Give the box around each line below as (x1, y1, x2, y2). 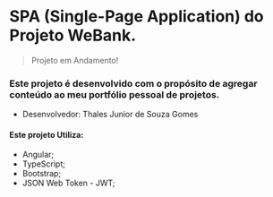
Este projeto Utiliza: (9, 129, 84, 140)
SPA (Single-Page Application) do (9, 6, 264, 27)
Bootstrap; (21, 168, 62, 179)
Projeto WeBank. (9, 25, 137, 46)
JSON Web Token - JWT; (21, 177, 115, 189)
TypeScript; (21, 158, 65, 169)
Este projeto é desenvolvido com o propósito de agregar (9, 77, 258, 90)
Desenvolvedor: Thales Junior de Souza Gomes (21, 109, 199, 120)
